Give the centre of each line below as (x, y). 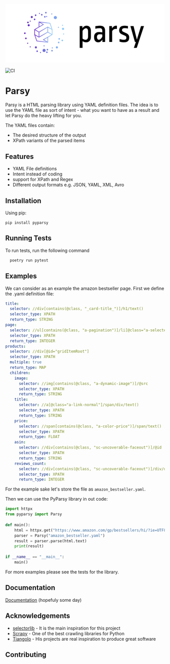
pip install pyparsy (27, 223)
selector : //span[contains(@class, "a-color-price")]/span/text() (90, 426)
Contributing (26, 655)
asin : (20, 442)
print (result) (29, 546)
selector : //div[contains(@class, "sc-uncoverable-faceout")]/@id (90, 448)
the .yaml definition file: (30, 294)
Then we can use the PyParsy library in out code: (56, 499)
